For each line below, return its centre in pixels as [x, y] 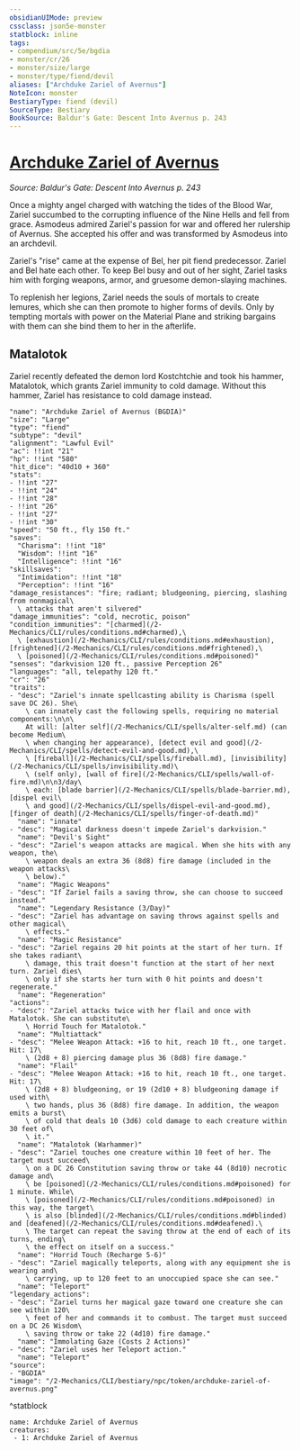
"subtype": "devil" [46, 435]
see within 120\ [40, 1310]
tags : [19, 43]
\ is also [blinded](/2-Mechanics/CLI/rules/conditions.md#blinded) [156, 1215]
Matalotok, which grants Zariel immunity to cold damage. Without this [138, 385]
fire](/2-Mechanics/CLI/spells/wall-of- [199, 774]
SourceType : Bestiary [50, 110]
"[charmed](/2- [134, 624]
